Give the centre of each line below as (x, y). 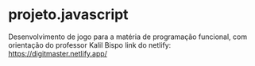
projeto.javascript (68, 15)
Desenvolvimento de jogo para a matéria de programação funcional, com (128, 37)
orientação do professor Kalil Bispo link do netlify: (90, 45)
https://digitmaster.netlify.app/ (58, 53)
